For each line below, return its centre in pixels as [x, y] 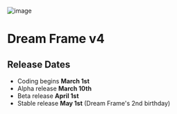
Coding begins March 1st [53, 81]
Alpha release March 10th [54, 88]
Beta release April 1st [48, 96]
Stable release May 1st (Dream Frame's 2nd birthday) [94, 103]
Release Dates [39, 64]
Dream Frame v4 [56, 39]
